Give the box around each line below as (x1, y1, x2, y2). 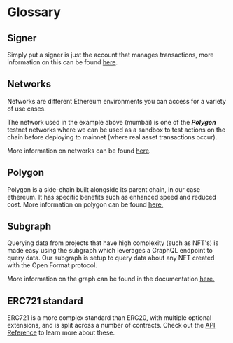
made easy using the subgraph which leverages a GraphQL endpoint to (7, 246, 213, 255)
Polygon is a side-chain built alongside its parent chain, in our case (7, 185, 201, 193)
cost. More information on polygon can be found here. (7, 200, 164, 209)
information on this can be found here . (7, 58, 118, 66)
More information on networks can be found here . (7, 146, 151, 155)
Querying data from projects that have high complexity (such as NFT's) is (7, 239, 219, 247)
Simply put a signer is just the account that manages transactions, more (7, 50, 214, 59)
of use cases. (7, 104, 47, 113)
